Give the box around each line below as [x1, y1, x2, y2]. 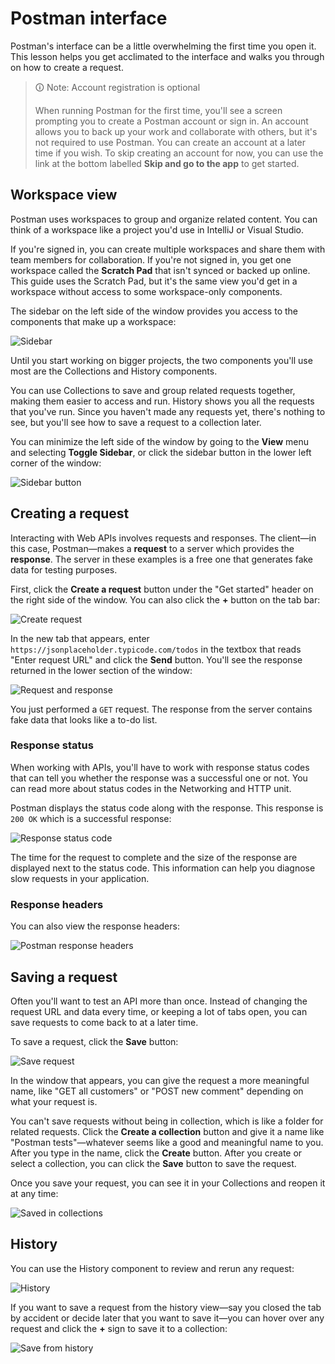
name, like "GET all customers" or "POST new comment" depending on [10, 1085, 304, 1097]
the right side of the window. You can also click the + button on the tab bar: [10, 593, 321, 606]
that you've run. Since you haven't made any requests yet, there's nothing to [10, 405, 326, 417]
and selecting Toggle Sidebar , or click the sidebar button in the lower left [10, 446, 312, 458]
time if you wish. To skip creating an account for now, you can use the [34, 147, 324, 159]
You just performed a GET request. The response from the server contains [10, 703, 313, 715]
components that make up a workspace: [10, 315, 177, 327]
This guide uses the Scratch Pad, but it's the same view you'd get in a [10, 275, 298, 287]
